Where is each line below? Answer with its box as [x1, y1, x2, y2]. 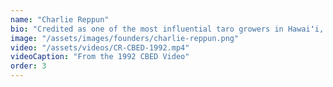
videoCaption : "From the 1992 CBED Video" [10, 52, 190, 62]
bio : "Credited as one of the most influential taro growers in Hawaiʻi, [10, 24, 325, 34]
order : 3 [10, 61, 47, 71]
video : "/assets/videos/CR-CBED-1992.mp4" [10, 42, 190, 53]
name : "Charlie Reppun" [10, 14, 110, 25]
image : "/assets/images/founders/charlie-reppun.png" [10, 33, 240, 43]
